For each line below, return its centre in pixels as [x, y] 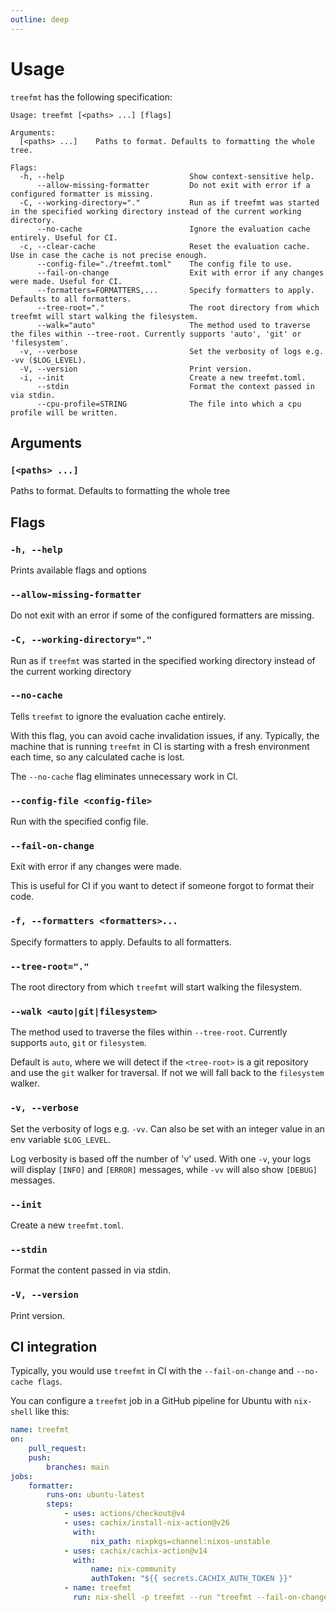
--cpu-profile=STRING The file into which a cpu [169, 404]
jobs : [21, 1476]
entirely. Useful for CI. [64, 237]
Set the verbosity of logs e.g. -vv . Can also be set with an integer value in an [167, 1128]
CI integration [54, 1346]
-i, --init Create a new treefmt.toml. [163, 377]
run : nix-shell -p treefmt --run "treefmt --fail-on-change [201, 1597]
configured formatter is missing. [82, 194]
